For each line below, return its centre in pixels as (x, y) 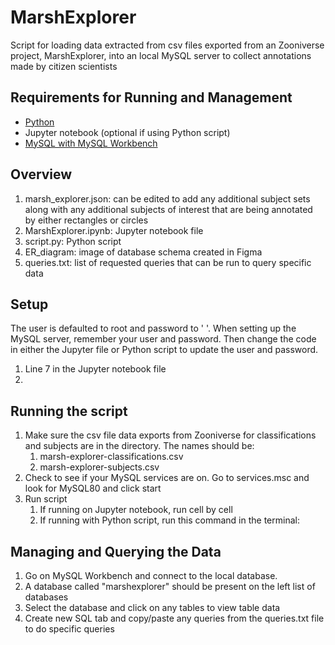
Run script (46, 499)
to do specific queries (69, 629)
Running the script (69, 411)
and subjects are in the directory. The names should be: (139, 446)
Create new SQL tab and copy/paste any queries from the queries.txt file (174, 618)
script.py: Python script (73, 241)
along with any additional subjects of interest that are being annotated (168, 209)
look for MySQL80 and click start (93, 488)
